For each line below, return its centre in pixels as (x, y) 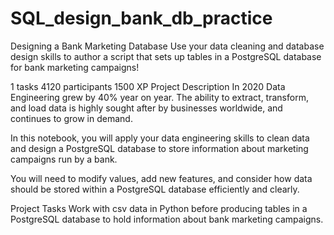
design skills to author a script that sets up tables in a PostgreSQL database (166, 56)
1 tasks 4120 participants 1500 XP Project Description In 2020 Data (148, 86)
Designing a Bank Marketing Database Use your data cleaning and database (167, 46)
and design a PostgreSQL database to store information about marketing (159, 148)
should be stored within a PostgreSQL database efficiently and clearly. (155, 189)
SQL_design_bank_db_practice (141, 18)
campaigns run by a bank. (64, 159)
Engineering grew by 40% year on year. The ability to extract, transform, (159, 97)
